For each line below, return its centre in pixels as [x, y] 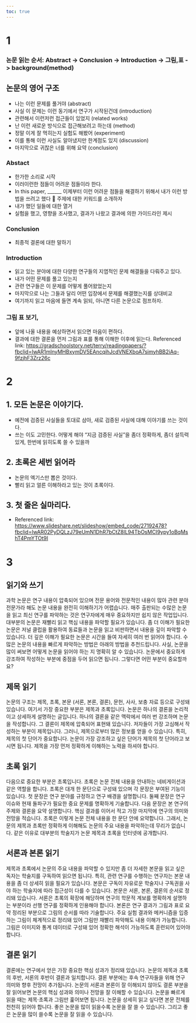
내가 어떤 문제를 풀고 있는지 [46, 279]
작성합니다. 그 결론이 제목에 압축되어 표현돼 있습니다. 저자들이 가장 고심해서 [98, 724]
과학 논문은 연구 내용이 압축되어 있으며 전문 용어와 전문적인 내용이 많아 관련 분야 [97, 600]
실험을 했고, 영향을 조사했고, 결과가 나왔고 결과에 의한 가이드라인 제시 [93, 213]
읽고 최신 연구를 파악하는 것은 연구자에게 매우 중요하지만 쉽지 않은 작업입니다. [100, 615]
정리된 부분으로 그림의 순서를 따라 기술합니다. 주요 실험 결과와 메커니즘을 [95, 912]
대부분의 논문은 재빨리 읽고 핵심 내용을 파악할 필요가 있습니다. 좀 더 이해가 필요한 [98, 622]
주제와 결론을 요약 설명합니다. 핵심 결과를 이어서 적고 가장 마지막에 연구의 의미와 [97, 810]
